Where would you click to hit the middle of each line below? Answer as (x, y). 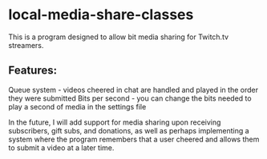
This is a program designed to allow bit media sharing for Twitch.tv (119, 37)
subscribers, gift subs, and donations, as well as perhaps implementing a (129, 130)
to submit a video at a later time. (61, 147)
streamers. (26, 45)
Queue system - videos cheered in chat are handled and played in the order (133, 89)
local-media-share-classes (101, 15)
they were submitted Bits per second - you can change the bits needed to (130, 98)
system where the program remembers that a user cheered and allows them (134, 139)
